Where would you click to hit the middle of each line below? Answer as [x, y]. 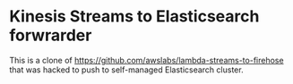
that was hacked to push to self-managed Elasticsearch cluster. [126, 70]
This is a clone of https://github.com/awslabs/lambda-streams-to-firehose [146, 60]
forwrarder [51, 35]
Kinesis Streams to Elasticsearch [134, 17]
